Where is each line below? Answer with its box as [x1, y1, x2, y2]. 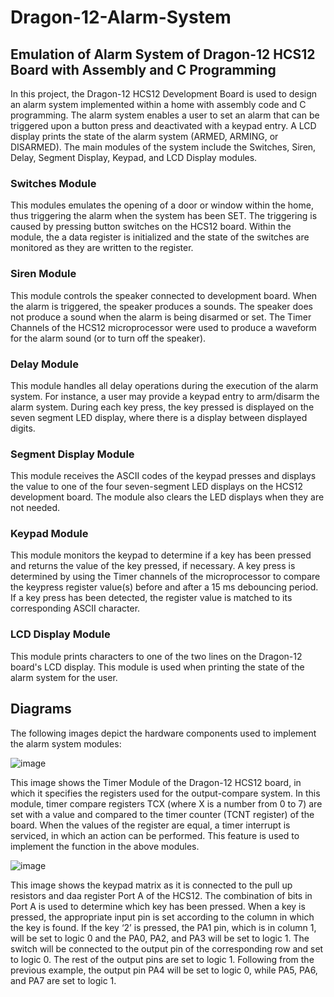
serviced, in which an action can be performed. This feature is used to [10, 829, 300, 841]
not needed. [10, 502, 61, 514]
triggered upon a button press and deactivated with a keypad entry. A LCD [10, 120, 317, 131]
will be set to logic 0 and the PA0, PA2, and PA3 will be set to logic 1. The [10, 932, 310, 944]
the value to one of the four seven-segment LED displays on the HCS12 [10, 481, 304, 493]
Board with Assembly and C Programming [10, 61, 277, 78]
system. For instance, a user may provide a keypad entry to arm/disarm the [10, 390, 320, 402]
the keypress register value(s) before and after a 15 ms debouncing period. [10, 581, 319, 593]
